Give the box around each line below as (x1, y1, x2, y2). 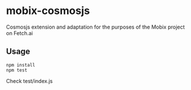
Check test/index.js (6, 77, 53, 84)
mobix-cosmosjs (6, 4, 90, 18)
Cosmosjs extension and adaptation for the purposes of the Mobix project (6, 23, 185, 30)
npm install (6, 62, 35, 68)
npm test (6, 67, 28, 73)
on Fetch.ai (6, 29, 33, 36)
